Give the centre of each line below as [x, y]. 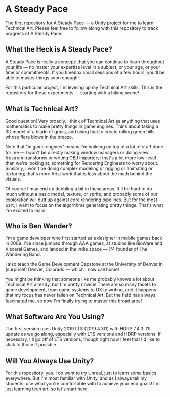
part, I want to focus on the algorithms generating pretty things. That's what [84, 205]
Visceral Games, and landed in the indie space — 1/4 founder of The [76, 249]
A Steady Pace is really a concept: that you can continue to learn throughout [85, 62]
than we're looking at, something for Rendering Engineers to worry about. [82, 163]
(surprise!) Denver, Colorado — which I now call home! [62, 269]
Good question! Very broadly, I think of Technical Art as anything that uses [83, 121]
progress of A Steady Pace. [34, 33]
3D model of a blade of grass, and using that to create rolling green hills [80, 131]
